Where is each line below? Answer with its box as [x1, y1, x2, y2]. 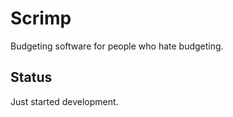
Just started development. [10, 95, 119, 107]
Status [10, 69, 53, 86]
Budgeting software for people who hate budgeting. [10, 40, 224, 52]
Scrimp [10, 7, 72, 30]
